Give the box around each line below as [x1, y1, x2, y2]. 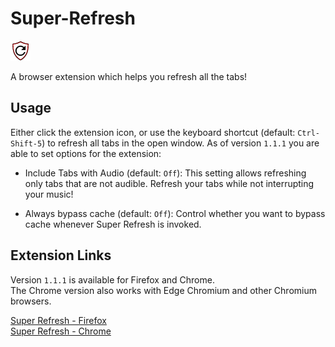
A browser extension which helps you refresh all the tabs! [10, 70, 248, 82]
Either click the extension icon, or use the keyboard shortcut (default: [10, 126, 296, 138]
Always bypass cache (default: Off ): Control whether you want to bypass [24, 207, 326, 219]
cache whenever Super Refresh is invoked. [24, 218, 202, 230]
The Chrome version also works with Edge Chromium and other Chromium [10, 284, 317, 296]
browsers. [10, 295, 52, 307]
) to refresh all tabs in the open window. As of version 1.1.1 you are [41, 137, 320, 149]
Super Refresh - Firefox [10, 314, 107, 326]
